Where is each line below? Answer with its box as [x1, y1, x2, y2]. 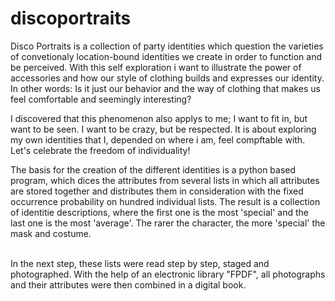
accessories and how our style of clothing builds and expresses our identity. [10, 72, 325, 84]
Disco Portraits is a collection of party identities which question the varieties [10, 40, 324, 52]
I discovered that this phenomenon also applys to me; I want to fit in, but [10, 112, 308, 124]
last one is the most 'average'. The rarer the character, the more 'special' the [10, 217, 326, 229]
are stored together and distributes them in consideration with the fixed [10, 185, 304, 197]
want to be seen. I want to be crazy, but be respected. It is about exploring [10, 123, 317, 135]
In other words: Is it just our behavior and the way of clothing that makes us [10, 82, 321, 94]
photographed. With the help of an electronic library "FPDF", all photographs [10, 268, 326, 280]
